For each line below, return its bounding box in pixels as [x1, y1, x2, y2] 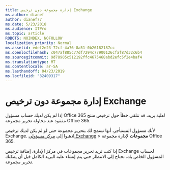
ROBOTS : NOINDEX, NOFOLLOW [5, 36, 63, 41]
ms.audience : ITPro [5, 26, 47, 31]
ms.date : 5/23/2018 [5, 21, 47, 27]
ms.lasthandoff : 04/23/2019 [5, 69, 65, 74]
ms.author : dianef [5, 12, 44, 17]
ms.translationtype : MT [5, 59, 56, 64]
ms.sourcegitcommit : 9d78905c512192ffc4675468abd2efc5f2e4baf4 [5, 54, 143, 60]
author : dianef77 [5, 17, 42, 22]
